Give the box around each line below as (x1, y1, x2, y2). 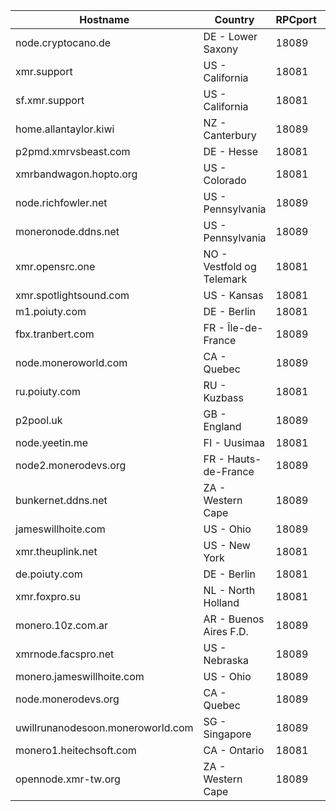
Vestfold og (203, 260, 257, 273)
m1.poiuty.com (15, 305, 87, 318)
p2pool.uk (15, 414, 63, 427)
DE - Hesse (203, 145, 259, 158)
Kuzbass (203, 391, 244, 404)
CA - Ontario (203, 744, 265, 757)
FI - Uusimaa (203, 436, 265, 449)
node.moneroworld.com (15, 356, 128, 369)
